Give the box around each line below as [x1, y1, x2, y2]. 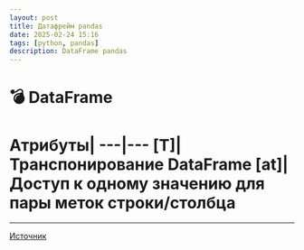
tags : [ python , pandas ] [9, 38, 100, 48]
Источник [9, 231, 47, 242]
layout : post [9, 13, 59, 23]
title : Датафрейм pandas [9, 22, 103, 31]
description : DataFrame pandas [9, 47, 128, 56]
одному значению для [86, 173, 265, 194]
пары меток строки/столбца [9, 192, 236, 213]
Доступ [9, 173, 71, 194]
